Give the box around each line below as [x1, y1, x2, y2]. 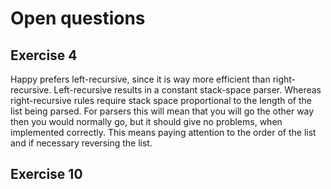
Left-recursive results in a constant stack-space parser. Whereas [53, 84, 322, 96]
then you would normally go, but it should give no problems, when [10, 116, 283, 127]
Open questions [10, 7, 146, 30]
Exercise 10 [10, 166, 83, 183]
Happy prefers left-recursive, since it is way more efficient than [10, 73, 271, 85]
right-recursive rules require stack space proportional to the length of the [10, 95, 312, 106]
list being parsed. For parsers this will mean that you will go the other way [10, 105, 315, 117]
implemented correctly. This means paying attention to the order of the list [10, 127, 317, 138]
